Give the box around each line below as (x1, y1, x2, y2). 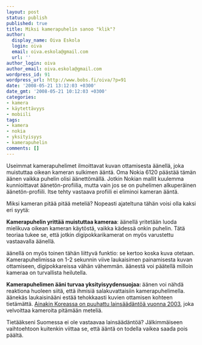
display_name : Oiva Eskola (12, 37, 80, 43)
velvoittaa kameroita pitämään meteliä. (6, 307, 103, 314)
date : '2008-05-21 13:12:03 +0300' (6, 83, 97, 89)
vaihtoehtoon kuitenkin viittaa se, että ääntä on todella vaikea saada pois (6, 325, 188, 332)
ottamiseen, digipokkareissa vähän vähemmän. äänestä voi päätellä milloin (6, 262, 193, 269)
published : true (6, 20, 47, 26)
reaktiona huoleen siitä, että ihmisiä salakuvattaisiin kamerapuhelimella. (6, 287, 186, 294)
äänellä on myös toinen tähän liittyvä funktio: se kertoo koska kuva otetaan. (6, 249, 195, 256)
